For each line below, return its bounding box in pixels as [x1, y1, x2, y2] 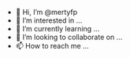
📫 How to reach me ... [15, 42, 89, 50]
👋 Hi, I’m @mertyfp [15, 8, 78, 16]
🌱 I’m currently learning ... [15, 24, 100, 33]
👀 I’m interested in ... [15, 16, 83, 25]
